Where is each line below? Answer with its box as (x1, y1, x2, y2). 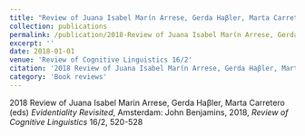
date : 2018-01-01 (9, 47, 75, 56)
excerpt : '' (9, 38, 54, 48)
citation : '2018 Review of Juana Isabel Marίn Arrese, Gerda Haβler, (9, 64, 279, 73)
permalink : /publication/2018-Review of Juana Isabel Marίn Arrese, (9, 30, 274, 39)
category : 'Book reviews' (9, 73, 107, 82)
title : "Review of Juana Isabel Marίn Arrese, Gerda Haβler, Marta (9, 13, 271, 23)
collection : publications (9, 22, 107, 31)
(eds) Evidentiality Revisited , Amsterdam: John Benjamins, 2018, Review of (9, 106, 289, 118)
